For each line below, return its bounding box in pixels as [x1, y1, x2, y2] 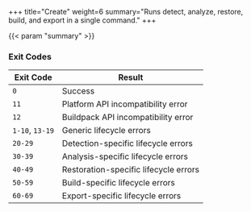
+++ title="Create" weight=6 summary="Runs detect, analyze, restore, [8, 7, 244, 16]
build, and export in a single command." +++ [8, 15, 157, 25]
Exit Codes [8, 51, 52, 62]
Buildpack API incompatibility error [61, 112, 194, 123]
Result [118, 72, 144, 83]
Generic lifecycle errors [61, 125, 151, 136]
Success [61, 85, 95, 97]
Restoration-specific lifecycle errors [61, 164, 200, 176]
